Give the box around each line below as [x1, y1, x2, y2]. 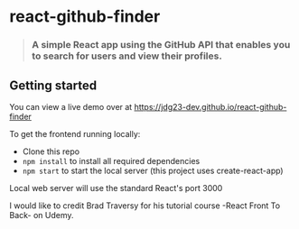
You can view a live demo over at [9, 101, 133, 112]
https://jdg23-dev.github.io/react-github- [134, 101, 287, 112]
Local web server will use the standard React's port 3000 [9, 182, 223, 193]
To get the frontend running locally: [9, 128, 141, 139]
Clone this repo [22, 146, 79, 157]
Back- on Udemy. [9, 209, 74, 220]
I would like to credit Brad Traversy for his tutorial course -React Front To [9, 200, 281, 211]
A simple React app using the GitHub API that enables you [31, 39, 291, 51]
